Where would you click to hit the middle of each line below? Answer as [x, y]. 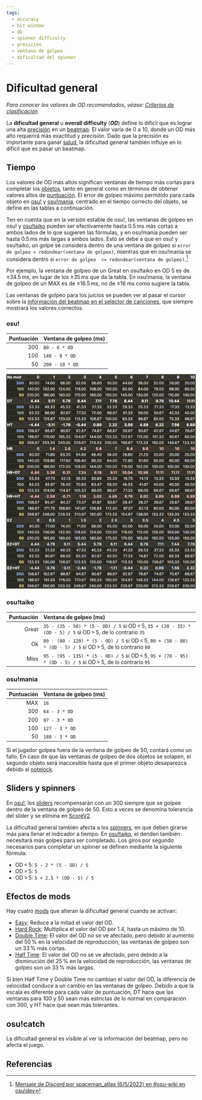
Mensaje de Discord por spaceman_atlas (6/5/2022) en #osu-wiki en [100, 1084]
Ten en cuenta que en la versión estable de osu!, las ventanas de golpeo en [100, 219]
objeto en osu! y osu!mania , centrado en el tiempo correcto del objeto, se [97, 201]
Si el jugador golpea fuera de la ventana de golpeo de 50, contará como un [99, 750]
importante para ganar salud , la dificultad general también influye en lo [94, 142]
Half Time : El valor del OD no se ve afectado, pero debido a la [91, 955]
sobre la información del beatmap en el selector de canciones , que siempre [100, 301]
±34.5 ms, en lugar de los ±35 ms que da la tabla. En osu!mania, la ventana [99, 277]
